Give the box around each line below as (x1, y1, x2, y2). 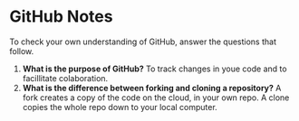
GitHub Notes (9, 6, 113, 27)
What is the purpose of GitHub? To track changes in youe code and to (22, 63, 287, 74)
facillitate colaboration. (22, 72, 109, 83)
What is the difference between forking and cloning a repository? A (22, 82, 282, 93)
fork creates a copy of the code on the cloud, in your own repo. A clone (22, 92, 290, 103)
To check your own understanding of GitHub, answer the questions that (9, 36, 276, 47)
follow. (9, 45, 34, 56)
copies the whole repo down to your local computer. (22, 101, 217, 112)
